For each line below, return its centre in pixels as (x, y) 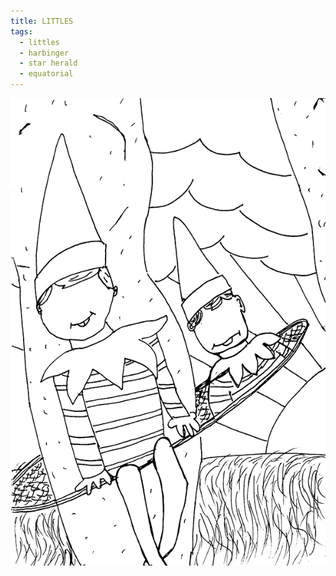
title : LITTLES (42, 21)
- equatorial (46, 74)
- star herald (48, 63)
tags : (21, 31)
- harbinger (44, 53)
